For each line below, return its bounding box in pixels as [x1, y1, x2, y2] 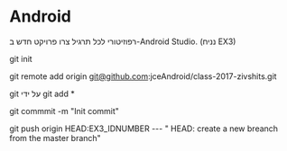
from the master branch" [9, 132, 101, 143]
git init [9, 53, 33, 64]
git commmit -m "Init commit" [9, 105, 120, 116]
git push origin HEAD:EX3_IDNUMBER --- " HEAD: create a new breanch [9, 123, 278, 134]
